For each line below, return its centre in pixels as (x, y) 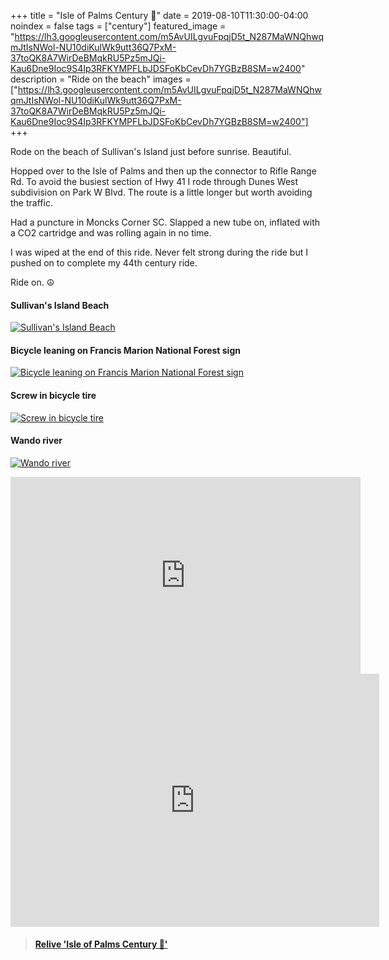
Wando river (36, 441)
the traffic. (31, 203)
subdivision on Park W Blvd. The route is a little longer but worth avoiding (161, 192)
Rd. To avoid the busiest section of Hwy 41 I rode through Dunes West (154, 181)
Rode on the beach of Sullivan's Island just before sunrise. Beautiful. (151, 151)
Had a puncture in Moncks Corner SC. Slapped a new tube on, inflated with (165, 222)
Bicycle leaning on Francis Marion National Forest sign (125, 350)
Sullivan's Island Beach (60, 305)
